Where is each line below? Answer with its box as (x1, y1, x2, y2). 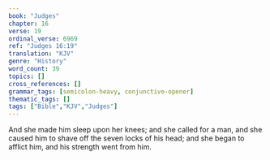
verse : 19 (8, 27, 42, 35)
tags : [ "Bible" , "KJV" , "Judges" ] (8, 102, 118, 110)
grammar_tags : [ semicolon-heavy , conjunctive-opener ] (8, 87, 195, 96)
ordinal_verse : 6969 (8, 34, 79, 43)
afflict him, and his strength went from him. (8, 142, 152, 152)
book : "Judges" (8, 11, 60, 20)
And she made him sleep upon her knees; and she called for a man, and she (8, 125, 263, 135)
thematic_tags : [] (8, 95, 71, 103)
